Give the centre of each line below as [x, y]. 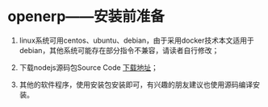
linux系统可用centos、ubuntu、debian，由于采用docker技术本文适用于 [137, 40]
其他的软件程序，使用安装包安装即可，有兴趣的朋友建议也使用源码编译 [136, 84]
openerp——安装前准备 [86, 16]
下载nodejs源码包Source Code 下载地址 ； [89, 67]
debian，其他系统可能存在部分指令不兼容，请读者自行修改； [119, 50]
